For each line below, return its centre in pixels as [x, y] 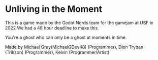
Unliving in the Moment [54, 9]
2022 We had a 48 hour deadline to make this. [52, 28]
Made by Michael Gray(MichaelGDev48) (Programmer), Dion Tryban [74, 47]
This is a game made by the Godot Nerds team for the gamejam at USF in [79, 23]
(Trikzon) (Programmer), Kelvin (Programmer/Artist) [57, 52]
